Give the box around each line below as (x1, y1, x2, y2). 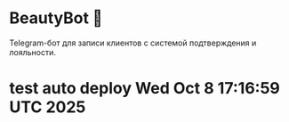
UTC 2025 (9, 97, 86, 118)
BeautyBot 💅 (9, 8, 103, 28)
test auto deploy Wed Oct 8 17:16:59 (9, 78, 280, 99)
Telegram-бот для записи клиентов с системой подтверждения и (9, 37, 257, 48)
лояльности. (9, 46, 56, 57)
